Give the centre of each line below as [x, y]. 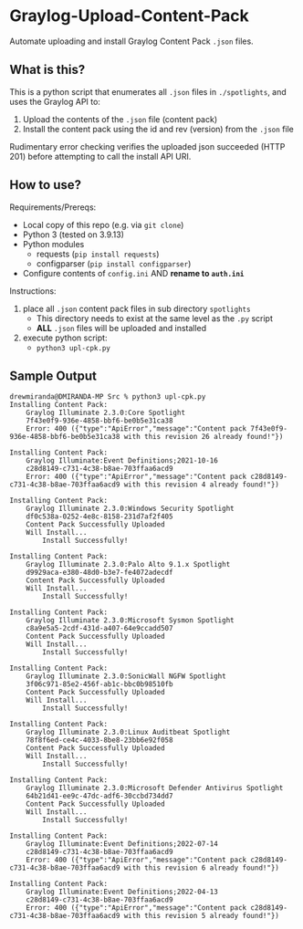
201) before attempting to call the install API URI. [100, 156]
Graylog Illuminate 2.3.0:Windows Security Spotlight [130, 509]
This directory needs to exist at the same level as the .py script [155, 318]
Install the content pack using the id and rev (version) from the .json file [158, 129]
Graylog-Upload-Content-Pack [129, 16]
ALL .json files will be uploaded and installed [121, 328]
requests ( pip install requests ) [98, 254]
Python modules [53, 244]
